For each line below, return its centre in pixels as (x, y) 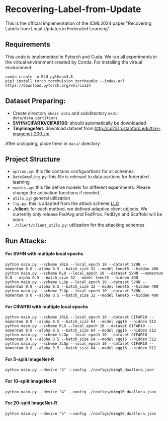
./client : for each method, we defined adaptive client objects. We (80, 209)
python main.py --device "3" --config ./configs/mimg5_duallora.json (80, 370)
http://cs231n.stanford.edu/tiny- (128, 128)
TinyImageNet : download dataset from (53, 128)
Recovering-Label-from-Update (73, 9)
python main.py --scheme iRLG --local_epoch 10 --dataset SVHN (73, 264)
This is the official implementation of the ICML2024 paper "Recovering (78, 23)
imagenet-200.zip (31, 134)
